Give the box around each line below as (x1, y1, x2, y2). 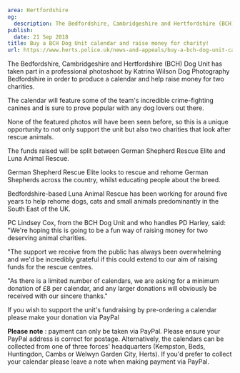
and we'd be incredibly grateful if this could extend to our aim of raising (7, 255, 218, 264)
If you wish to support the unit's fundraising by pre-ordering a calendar (7, 306, 217, 314)
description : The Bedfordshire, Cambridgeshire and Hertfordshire (14, 20, 216, 27)
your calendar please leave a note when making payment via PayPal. (7, 357, 209, 366)
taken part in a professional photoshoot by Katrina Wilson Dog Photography (7, 67, 230, 76)
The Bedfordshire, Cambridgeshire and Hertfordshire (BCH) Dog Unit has (7, 59, 223, 68)
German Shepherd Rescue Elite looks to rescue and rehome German (7, 168, 209, 176)
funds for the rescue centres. (7, 263, 94, 272)
